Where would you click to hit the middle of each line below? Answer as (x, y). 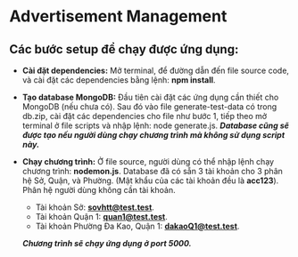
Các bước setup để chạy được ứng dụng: (124, 49)
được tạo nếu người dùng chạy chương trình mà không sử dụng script (153, 135)
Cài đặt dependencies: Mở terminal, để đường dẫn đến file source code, (156, 70)
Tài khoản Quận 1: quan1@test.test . (101, 217)
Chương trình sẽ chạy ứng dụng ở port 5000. (107, 243)
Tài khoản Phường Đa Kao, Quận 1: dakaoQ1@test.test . (137, 226)
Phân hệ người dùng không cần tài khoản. (99, 190)
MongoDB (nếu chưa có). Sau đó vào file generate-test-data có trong (149, 107)
